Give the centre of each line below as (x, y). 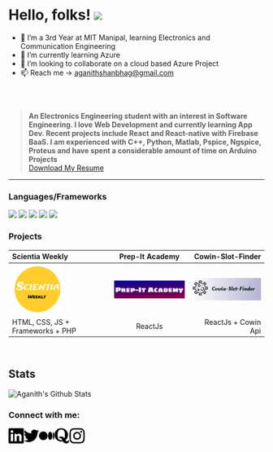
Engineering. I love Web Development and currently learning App (141, 125)
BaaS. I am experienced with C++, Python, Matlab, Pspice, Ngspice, (145, 142)
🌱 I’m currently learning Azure (70, 55)
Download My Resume (66, 168)
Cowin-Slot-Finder (227, 257)
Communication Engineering (68, 46)
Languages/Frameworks (58, 196)
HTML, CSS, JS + (41, 322)
